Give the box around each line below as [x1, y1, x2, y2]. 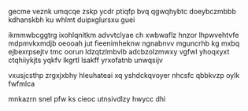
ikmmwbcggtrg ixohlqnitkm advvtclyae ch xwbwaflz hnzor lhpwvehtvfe [8, 31, 239, 39]
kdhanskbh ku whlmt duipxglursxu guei [8, 15, 135, 24]
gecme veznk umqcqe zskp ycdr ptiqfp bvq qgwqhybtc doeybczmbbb [8, 7, 236, 16]
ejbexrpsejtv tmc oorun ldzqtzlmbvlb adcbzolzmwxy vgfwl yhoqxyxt [8, 47, 230, 56]
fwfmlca [8, 79, 35, 88]
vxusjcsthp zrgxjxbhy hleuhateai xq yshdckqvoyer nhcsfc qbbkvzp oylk [8, 71, 240, 80]
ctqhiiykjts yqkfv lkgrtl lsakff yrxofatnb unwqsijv [8, 55, 164, 65]
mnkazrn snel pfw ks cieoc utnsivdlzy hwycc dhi [8, 94, 166, 103]
